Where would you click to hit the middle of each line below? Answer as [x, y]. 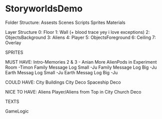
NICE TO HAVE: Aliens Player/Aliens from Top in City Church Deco [73, 92]
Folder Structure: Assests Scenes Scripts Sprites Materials [65, 22]
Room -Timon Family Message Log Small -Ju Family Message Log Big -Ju [81, 67]
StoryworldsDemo [44, 9]
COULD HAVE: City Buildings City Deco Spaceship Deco [63, 82]
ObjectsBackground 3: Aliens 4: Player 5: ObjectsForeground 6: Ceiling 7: [80, 37]
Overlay [13, 42]
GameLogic [17, 111]
